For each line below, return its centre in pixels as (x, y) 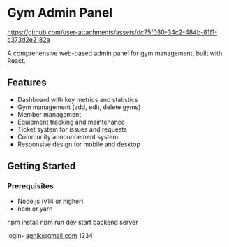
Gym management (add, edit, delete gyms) (79, 107)
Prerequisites (30, 186)
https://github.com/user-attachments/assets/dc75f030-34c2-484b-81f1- (112, 32)
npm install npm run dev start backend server (73, 223)
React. (16, 60)
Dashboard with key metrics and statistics (77, 99)
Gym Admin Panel (60, 13)
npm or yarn (35, 209)
